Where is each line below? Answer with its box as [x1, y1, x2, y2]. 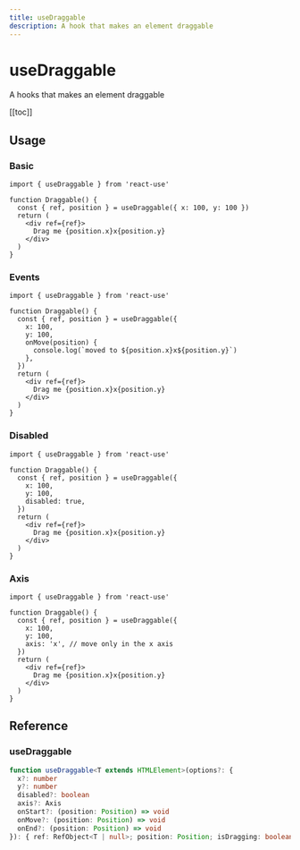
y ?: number [17, 782, 58, 792]
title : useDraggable [9, 13, 87, 22]
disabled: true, [25, 497, 87, 506]
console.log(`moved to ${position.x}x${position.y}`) [32, 346, 238, 355]
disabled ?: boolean [17, 791, 90, 800]
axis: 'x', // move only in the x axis [25, 640, 174, 649]
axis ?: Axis [17, 799, 62, 808]
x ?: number [17, 774, 58, 783]
